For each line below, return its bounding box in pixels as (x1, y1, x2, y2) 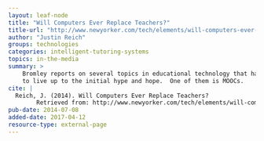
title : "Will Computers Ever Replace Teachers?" (8, 19, 170, 27)
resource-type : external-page (8, 121, 108, 128)
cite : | (8, 84, 34, 92)
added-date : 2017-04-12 (8, 114, 86, 121)
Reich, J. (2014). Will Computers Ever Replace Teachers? (15, 92, 210, 99)
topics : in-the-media (8, 56, 79, 63)
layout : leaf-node (8, 11, 68, 20)
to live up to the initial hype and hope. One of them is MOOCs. (22, 77, 244, 85)
